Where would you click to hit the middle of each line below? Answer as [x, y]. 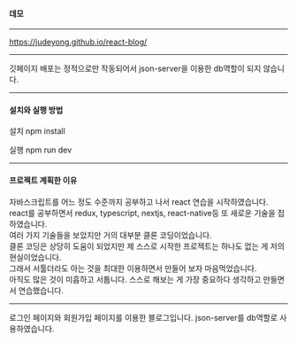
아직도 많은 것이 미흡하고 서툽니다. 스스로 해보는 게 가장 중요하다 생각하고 [135, 279]
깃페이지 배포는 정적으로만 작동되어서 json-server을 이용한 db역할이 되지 [135, 69]
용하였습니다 [31, 329]
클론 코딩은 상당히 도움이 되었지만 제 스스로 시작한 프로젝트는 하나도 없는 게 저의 [147, 246]
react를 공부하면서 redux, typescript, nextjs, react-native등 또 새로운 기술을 [142, 213]
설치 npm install [38, 131]
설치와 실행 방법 [36, 110]
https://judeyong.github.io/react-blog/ [78, 42]
